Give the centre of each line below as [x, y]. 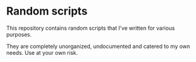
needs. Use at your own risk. [42, 52]
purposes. [19, 34]
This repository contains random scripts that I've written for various [90, 28]
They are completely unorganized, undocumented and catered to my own [98, 46]
